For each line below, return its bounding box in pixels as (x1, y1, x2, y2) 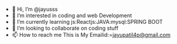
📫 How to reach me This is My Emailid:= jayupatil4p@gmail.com (11, 32, 171, 38)
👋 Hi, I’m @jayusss (11, 6, 58, 12)
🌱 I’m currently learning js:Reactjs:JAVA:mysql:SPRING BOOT (11, 18, 163, 25)
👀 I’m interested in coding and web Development (11, 12, 132, 19)
